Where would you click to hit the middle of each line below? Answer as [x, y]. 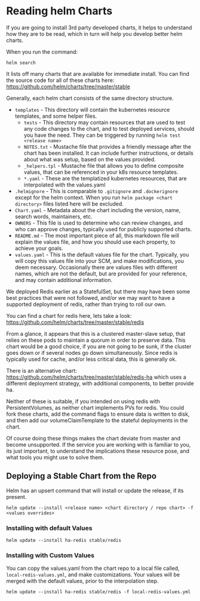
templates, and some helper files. [56, 116]
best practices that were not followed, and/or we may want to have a [90, 298]
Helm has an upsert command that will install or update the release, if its [95, 490]
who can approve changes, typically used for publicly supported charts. [103, 229]
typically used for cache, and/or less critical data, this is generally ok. [92, 359]
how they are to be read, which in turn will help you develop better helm [94, 33]
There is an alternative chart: [41, 370]
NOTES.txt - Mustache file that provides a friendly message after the [107, 146]
